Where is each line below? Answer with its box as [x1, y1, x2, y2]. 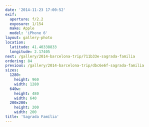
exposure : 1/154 [9, 21, 43, 26]
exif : [5, 12, 16, 17]
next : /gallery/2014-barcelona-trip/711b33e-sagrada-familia [5, 53, 135, 59]
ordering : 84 [5, 58, 32, 63]
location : [5, 40, 26, 45]
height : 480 [14, 91, 39, 96]
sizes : [5, 68, 19, 73]
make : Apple [9, 26, 35, 31]
